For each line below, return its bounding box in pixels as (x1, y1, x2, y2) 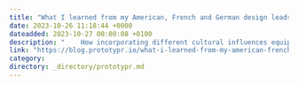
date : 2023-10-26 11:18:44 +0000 (9, 21, 133, 30)
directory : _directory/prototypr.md (9, 63, 145, 72)
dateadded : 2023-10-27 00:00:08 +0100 (9, 29, 153, 38)
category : (9, 54, 46, 63)
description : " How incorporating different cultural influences (9, 37, 268, 47)
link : (9, 46, 29, 55)
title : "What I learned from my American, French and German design (9, 12, 268, 22)
